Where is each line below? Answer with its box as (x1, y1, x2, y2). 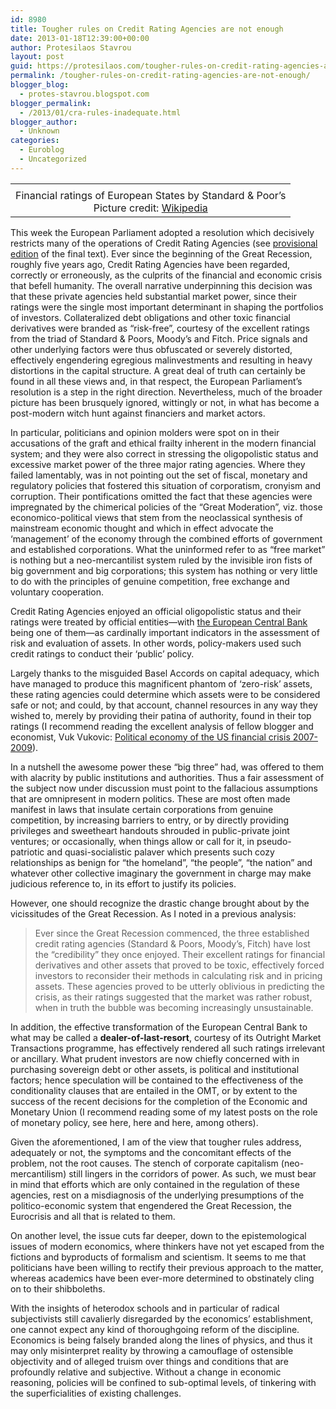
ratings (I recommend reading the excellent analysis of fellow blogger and (10, 720, 314, 732)
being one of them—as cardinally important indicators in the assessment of (10, 626, 320, 638)
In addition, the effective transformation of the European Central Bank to (10, 1021, 308, 1033)
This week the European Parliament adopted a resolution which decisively (10, 226, 315, 238)
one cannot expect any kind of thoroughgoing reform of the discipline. (10, 1323, 300, 1335)
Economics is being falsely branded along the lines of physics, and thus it (10, 1334, 313, 1346)
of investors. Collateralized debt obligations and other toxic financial (10, 311, 291, 323)
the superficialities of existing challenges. (10, 1387, 182, 1399)
